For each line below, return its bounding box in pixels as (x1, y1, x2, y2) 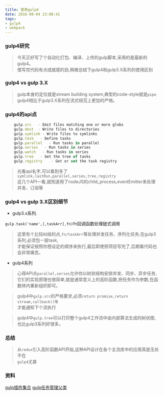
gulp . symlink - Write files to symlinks (14, 131, 97, 136)
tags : (5, 16, 16, 21)
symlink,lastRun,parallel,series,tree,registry (17, 174, 116, 179)
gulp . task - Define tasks (14, 136, 71, 141)
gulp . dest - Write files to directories (14, 127, 99, 132)
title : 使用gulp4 (5, 7, 39, 12)
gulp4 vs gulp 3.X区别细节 (5, 198, 69, 205)
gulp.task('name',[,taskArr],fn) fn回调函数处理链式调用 (5, 221, 120, 227)
